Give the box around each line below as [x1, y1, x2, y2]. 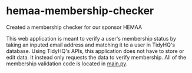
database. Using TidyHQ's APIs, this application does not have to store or [6, 47, 184, 54]
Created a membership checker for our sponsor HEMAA [6, 24, 143, 31]
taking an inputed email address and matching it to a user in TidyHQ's [6, 41, 176, 48]
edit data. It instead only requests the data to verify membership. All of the [6, 54, 187, 61]
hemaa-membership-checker [6, 4, 154, 18]
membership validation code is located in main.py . [6, 60, 128, 67]
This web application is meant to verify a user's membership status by [6, 35, 177, 42]
